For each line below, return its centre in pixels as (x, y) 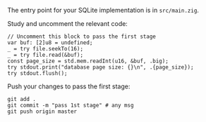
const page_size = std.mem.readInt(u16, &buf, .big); (88, 61)
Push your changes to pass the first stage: (69, 86)
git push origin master (42, 111)
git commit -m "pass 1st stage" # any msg (71, 105)
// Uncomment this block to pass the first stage (82, 36)
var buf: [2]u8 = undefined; (50, 43)
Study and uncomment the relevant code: (68, 23)
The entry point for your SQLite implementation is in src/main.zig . (103, 10)
